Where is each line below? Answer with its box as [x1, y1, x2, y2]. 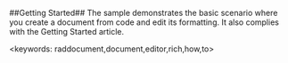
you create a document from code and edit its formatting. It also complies [9, 17, 279, 28]
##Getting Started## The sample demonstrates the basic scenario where [9, 8, 278, 18]
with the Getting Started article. [9, 27, 125, 36]
